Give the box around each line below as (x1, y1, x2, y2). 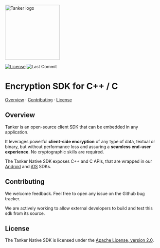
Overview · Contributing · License (5, 96, 72, 102)
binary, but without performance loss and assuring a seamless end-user (5, 144, 151, 150)
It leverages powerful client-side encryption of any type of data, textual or (5, 138, 156, 144)
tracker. (5, 195, 20, 202)
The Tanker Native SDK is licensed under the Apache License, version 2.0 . (5, 237, 154, 243)
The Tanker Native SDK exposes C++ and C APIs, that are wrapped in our (5, 158, 152, 164)
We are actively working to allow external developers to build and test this (5, 205, 153, 211)
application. (5, 129, 29, 135)
